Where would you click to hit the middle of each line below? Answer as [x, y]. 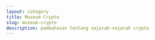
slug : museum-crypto [32, 22]
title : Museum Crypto [33, 17]
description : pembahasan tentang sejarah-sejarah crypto [78, 28]
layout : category [28, 11]
